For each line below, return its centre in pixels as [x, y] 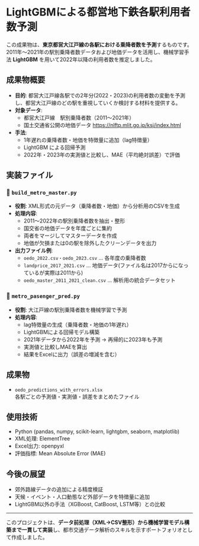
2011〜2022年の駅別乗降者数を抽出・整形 [74, 221]
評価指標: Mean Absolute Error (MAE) [60, 453]
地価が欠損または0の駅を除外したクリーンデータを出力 [90, 243]
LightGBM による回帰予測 [54, 147]
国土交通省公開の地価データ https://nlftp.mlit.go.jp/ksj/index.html [102, 125]
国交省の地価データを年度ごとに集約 [68, 228]
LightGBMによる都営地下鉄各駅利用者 [98, 12]
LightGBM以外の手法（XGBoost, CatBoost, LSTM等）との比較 [90, 504]
